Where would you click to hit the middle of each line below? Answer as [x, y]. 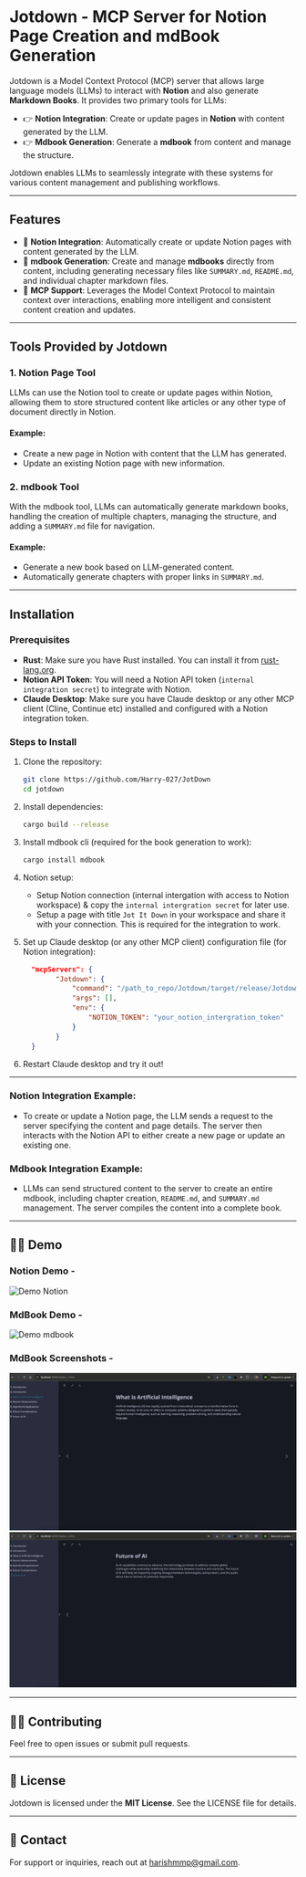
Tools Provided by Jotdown [88, 347]
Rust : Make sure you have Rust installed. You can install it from [141, 660]
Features [35, 220]
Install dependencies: [63, 806]
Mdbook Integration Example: [76, 1169]
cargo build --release [66, 824]
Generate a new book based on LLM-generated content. [128, 567]
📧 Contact [38, 1840]
